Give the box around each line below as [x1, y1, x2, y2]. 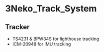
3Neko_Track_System [5, 3, 97, 14]
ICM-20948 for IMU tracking [12, 41, 71, 47]
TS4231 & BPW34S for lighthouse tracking [12, 36, 100, 42]
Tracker [5, 23, 30, 31]
